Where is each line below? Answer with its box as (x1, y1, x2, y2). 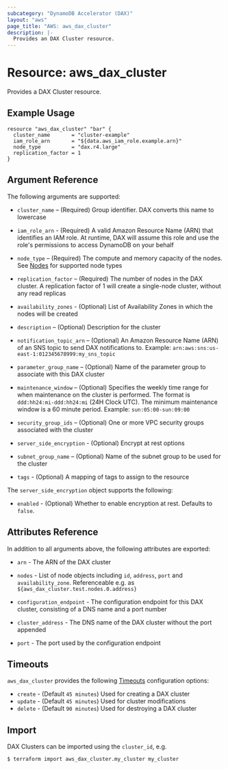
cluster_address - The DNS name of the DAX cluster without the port (16, 618, 212, 627)
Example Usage (7, 108, 75, 119)
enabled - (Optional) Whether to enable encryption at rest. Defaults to (16, 499, 213, 507)
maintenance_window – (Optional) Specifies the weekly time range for (16, 383, 209, 391)
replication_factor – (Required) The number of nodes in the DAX (16, 275, 203, 283)
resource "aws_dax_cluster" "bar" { (7, 125, 112, 132)
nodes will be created (16, 310, 79, 318)
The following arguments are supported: (7, 192, 121, 201)
